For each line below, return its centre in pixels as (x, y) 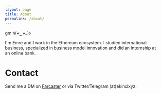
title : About (18, 14)
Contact (22, 73)
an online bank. (20, 53)
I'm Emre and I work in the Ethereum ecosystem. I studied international (76, 43)
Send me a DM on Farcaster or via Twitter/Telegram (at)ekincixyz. (71, 86)
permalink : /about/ (25, 19)
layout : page (18, 9)
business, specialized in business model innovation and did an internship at (80, 48)
